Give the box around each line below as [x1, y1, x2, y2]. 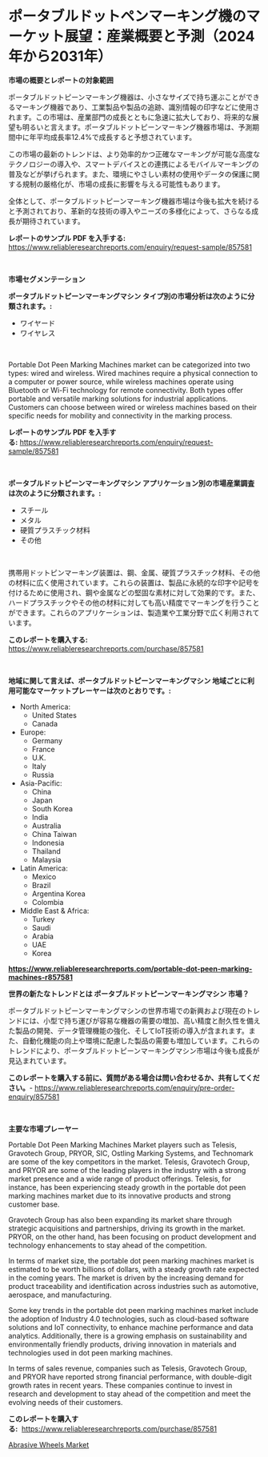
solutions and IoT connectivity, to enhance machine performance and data [8, 1322, 254, 1332]
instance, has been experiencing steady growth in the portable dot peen [8, 1182, 246, 1192]
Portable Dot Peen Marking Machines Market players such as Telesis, [8, 1139, 238, 1149]
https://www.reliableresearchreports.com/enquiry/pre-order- [34, 1083, 235, 1092]
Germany [31, 735, 62, 745]
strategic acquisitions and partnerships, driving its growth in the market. [8, 1223, 246, 1233]
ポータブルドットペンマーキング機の [8, 7, 246, 26]
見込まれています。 [8, 1055, 71, 1065]
